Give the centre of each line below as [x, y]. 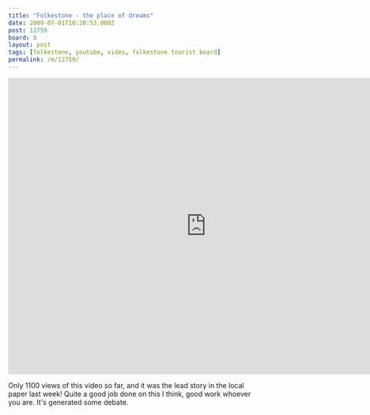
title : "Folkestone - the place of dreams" [81, 15]
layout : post [30, 45]
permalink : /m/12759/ [44, 60]
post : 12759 [28, 30]
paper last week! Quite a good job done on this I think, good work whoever [130, 394]
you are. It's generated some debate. [68, 402]
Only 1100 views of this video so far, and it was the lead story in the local [126, 385]
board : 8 [23, 38]
